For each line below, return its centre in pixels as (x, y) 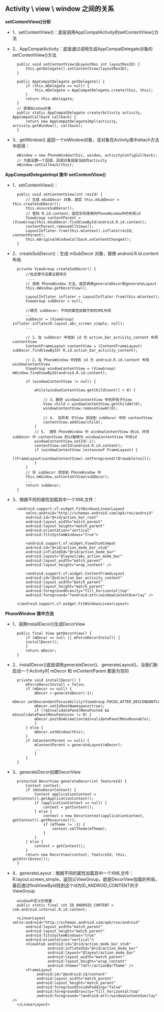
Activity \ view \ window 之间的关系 (60, 9)
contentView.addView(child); (73, 422)
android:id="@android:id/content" (72, 974)
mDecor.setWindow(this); (60, 732)
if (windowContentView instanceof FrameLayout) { (86, 450)
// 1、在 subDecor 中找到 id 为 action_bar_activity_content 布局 (92, 337)
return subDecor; (43, 485)
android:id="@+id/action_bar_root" (62, 517)
